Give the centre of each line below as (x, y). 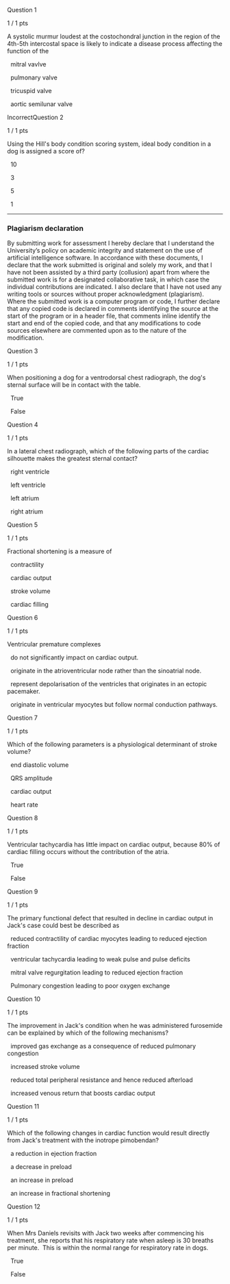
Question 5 (23, 525)
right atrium (26, 512)
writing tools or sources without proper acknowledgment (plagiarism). (105, 294)
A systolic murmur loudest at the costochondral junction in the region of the (114, 36)
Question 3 (23, 351)
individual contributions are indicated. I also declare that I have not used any (115, 287)
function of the (28, 51)
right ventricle (30, 472)
